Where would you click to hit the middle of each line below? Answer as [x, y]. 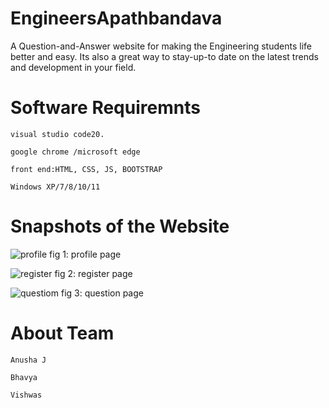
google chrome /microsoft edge [75, 152]
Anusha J [28, 360]
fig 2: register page [93, 273]
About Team [62, 333]
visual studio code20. [57, 134]
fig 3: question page [102, 293]
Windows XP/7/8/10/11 [55, 187]
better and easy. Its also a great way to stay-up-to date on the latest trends [164, 56]
